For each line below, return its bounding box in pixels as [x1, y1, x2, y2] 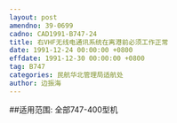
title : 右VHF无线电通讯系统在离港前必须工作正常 [9, 37, 169, 47]
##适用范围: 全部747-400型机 [9, 104, 118, 115]
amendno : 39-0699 [9, 21, 74, 30]
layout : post [9, 12, 58, 22]
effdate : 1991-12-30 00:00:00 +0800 [9, 54, 145, 63]
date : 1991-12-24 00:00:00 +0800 [9, 46, 133, 55]
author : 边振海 [9, 79, 61, 88]
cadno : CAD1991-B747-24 [9, 29, 98, 38]
